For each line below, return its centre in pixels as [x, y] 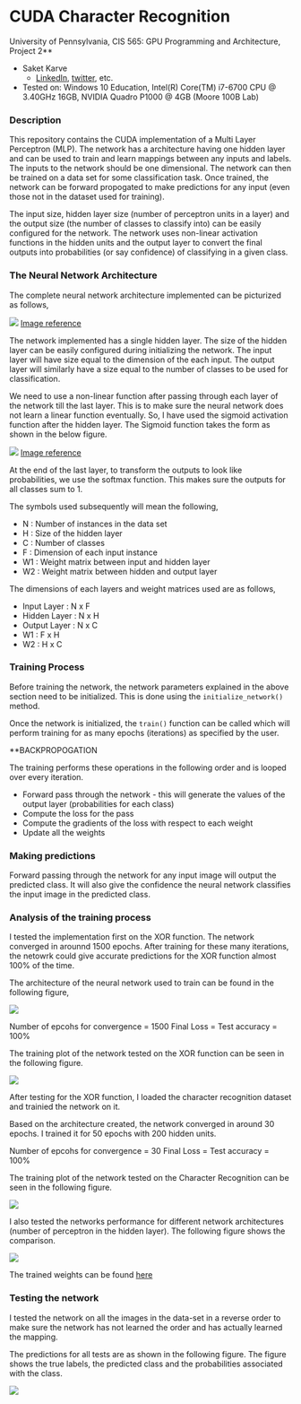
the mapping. [34, 1337]
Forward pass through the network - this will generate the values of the [154, 794]
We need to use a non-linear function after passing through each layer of [144, 395]
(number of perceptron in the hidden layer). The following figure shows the [147, 1231]
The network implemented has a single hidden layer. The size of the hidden [148, 340]
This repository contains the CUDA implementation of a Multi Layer [133, 140]
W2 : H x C [42, 644]
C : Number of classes [64, 542]
